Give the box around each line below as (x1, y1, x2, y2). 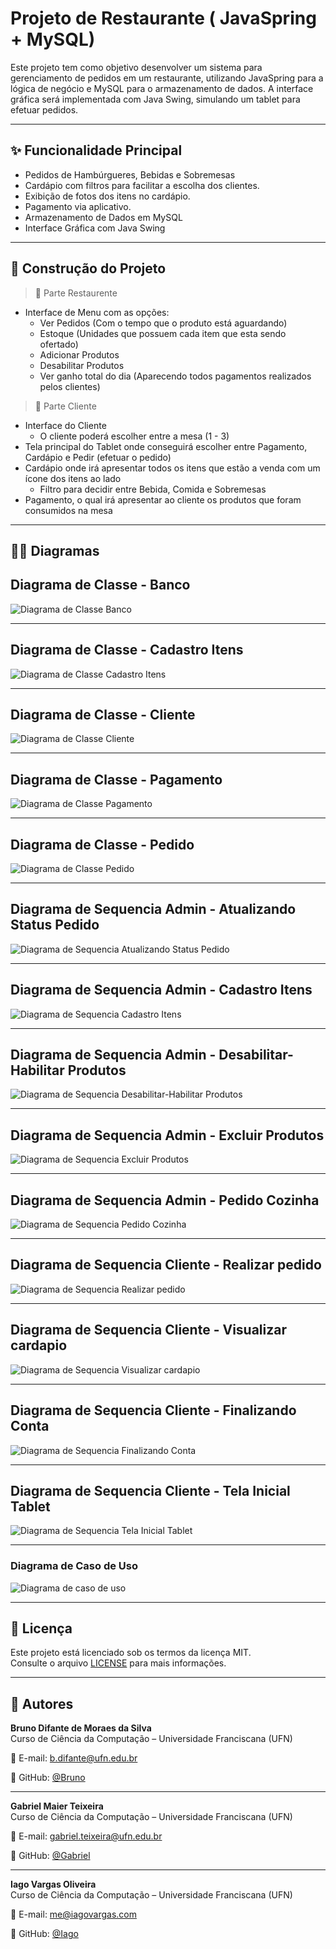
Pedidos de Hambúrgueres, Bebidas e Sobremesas (24, 168, 236, 181)
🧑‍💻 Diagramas (10, 542, 100, 559)
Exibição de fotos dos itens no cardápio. (24, 190, 191, 202)
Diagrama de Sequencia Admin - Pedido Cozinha (10, 1192, 320, 1209)
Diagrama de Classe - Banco (10, 577, 191, 594)
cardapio (10, 1337, 68, 1354)
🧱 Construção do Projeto (10, 260, 167, 277)
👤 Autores (10, 1695, 74, 1712)
